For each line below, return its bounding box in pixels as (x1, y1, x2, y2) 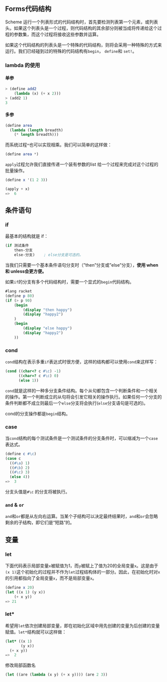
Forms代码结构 (5, 4, 52, 13)
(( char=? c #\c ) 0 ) (18, 373, 59, 378)
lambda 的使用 (5, 62, 40, 69)
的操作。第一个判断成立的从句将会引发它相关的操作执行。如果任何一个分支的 (5, 393, 162, 399)
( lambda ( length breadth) (9, 127, 64, 133)
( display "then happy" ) (23, 307, 72, 312)
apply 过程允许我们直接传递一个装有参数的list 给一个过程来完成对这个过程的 (5, 161, 159, 168)
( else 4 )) (9, 475, 30, 480)
